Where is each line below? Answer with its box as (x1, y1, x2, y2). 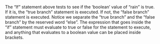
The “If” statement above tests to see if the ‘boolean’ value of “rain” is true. (5, 4, 155, 10)
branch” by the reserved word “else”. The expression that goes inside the (5, 19, 151, 25)
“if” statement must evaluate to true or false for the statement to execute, (5, 24, 151, 30)
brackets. (5, 34, 24, 40)
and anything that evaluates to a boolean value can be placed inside (5, 30, 141, 35)
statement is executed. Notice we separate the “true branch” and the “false (5, 14, 155, 20)
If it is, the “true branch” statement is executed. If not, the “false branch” (5, 9, 149, 15)
